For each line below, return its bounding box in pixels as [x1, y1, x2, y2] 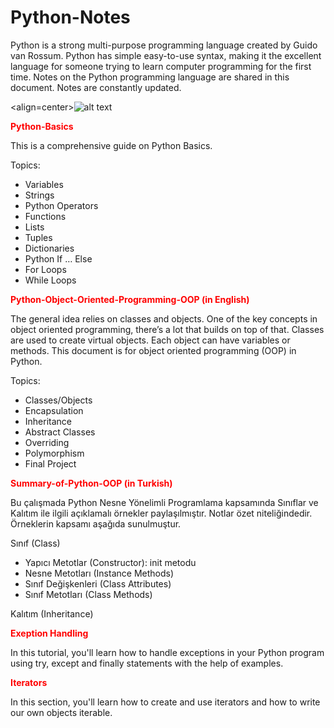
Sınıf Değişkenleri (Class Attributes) [24, 577, 172, 590]
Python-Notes [10, 6, 131, 29]
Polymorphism [24, 447, 85, 459]
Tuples [24, 231, 53, 243]
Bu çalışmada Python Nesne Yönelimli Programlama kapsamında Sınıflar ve [10, 496, 319, 508]
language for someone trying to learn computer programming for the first [10, 60, 312, 72]
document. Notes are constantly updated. [10, 81, 182, 93]
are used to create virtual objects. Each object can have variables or [10, 334, 291, 346]
